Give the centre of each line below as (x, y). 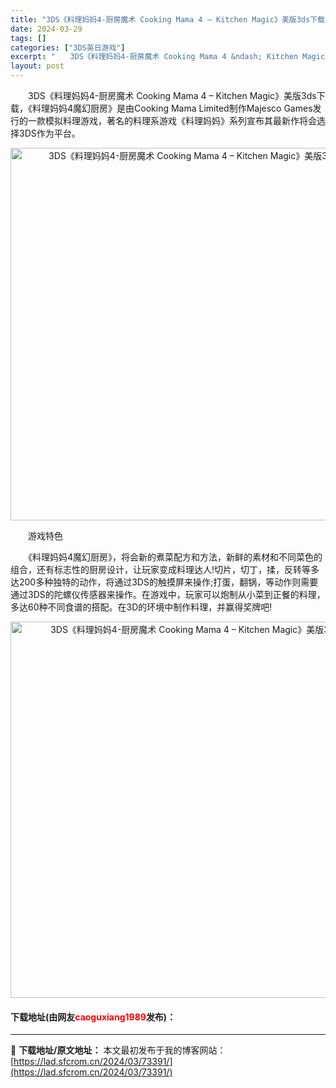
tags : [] (28, 38)
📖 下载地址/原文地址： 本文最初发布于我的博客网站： (118, 1050)
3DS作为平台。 (49, 133)
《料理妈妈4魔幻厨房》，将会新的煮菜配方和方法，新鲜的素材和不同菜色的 (175, 557)
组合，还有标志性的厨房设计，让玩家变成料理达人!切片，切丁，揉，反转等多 (165, 569)
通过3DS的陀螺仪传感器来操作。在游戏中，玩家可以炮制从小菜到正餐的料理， (168, 594)
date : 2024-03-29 (46, 29)
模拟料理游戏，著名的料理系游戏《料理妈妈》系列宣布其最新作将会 (180, 120)
